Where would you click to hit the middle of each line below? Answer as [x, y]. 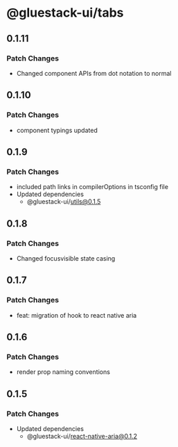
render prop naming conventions [63, 372]
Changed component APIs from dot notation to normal [94, 73]
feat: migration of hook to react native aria [77, 315]
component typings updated [57, 130]
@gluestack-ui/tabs [65, 13]
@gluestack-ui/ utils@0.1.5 [64, 202]
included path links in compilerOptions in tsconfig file [92, 187]
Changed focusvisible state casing [66, 258]
